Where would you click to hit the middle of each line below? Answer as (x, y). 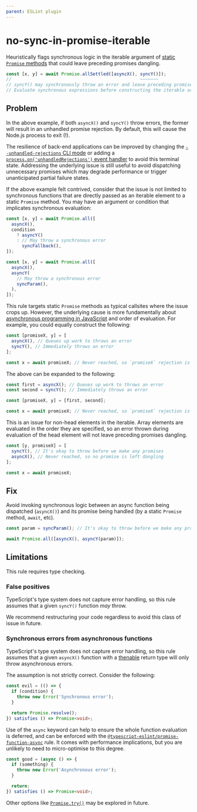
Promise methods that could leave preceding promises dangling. (83, 63)
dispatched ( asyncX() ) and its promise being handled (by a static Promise (94, 511)
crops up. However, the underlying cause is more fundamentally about (91, 313)
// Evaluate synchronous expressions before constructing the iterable (95, 90)
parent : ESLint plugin (34, 11)
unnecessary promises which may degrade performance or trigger (86, 172)
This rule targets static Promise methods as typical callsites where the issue (97, 306)
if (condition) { (33, 692)
